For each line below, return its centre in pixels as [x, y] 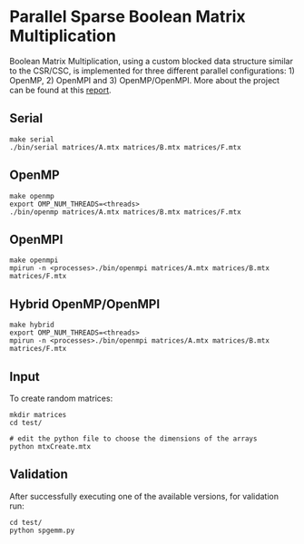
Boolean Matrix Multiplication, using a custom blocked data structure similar [151, 61]
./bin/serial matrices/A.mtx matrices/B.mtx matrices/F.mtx [126, 147]
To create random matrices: [61, 398]
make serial [32, 139]
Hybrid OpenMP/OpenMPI [85, 304]
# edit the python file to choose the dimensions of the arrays [133, 439]
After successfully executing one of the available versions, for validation [144, 496]
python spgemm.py [42, 530]
